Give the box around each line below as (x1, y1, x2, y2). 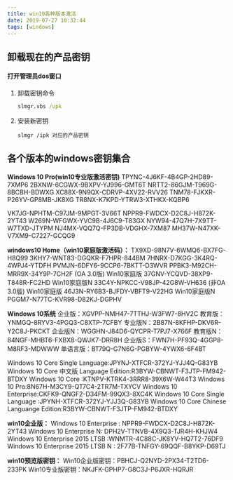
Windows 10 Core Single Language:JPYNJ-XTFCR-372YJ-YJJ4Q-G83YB (7, 359, 218, 367)
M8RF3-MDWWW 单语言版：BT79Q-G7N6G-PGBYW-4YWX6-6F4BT (7, 345, 206, 353)
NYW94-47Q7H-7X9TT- (146, 216, 217, 225)
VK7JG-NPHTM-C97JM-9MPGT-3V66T (7, 208, 121, 218)
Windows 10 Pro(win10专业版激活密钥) (7, 173, 120, 181)
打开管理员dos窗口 (7, 72, 62, 81)
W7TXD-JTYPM (7, 224, 54, 232)
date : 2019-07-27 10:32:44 (7, 17, 86, 24)
